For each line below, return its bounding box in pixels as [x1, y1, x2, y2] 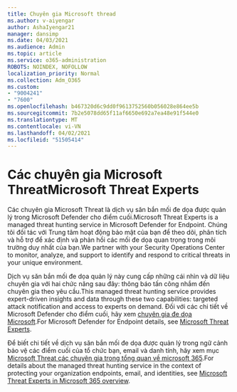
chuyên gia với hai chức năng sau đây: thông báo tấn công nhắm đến [7, 280, 210, 288]
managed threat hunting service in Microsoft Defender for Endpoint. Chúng [7, 221, 228, 229]
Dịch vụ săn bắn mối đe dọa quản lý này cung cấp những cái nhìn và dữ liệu [7, 272, 230, 281]
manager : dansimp [7, 30, 59, 38]
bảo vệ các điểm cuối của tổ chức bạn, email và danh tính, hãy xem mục [7, 346, 219, 355]
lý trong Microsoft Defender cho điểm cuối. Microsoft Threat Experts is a [7, 213, 218, 221]
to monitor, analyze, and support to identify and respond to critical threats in [7, 250, 231, 260]
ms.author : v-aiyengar [7, 17, 75, 24]
